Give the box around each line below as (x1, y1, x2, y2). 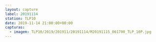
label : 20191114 (5, 12, 38, 16)
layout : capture (5, 7, 38, 12)
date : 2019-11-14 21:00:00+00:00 (5, 20, 73, 26)
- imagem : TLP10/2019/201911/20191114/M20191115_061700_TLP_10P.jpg (9, 29, 152, 34)
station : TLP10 (5, 16, 36, 21)
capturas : (5, 25, 25, 30)
